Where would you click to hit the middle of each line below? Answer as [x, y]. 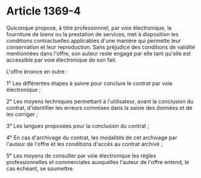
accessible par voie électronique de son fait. [61, 60]
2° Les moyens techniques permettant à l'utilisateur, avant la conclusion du [100, 101]
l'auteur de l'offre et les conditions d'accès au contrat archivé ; [84, 144]
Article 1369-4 [44, 11]
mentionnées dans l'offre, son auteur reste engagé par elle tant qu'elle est [99, 53]
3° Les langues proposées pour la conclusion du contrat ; [78, 126]
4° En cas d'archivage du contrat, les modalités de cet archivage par [92, 138]
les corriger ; [22, 114]
